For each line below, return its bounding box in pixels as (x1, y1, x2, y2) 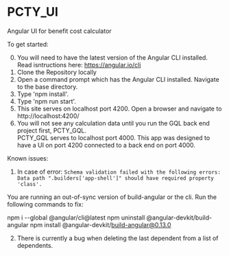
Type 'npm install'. (16, 90, 69, 98)
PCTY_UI (7, 4, 58, 20)
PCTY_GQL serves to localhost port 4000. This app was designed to (16, 133, 210, 141)
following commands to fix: (7, 200, 84, 208)
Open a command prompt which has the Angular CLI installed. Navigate (16, 75, 219, 83)
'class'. (16, 181, 43, 187)
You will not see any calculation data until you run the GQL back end (16, 119, 210, 127)
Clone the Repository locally (16, 68, 97, 76)
